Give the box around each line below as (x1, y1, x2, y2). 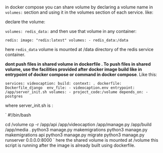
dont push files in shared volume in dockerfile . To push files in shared (5, 61, 151, 67)
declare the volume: (5, 19, 46, 25)
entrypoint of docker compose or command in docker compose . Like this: (5, 72, 157, 77)
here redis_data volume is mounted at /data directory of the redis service (5, 47, 154, 52)
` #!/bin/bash (5, 112, 31, 118)
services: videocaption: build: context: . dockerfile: (5, 81, 122, 86)
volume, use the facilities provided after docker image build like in (5, 66, 142, 72)
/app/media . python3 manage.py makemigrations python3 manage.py (5, 127, 148, 132)
